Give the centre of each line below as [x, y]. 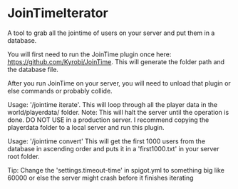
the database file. [33, 69]
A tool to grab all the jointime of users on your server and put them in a [111, 33]
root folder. [24, 156]
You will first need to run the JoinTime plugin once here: [89, 54]
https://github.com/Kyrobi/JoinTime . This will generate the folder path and [116, 61]
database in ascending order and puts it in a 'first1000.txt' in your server [113, 148]
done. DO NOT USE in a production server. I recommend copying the [108, 120]
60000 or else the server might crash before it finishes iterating [100, 178]
